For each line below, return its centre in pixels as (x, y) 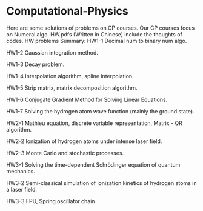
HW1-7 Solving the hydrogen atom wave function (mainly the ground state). (101, 111)
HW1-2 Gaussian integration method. (52, 52)
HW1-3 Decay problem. (35, 64)
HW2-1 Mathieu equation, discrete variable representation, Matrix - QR (95, 123)
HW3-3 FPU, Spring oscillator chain (51, 201)
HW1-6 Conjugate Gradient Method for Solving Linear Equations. (87, 99)
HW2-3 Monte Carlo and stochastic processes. (65, 153)
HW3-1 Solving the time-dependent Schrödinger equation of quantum (93, 164)
